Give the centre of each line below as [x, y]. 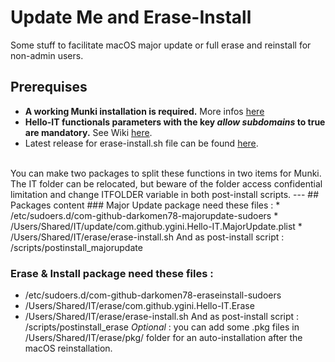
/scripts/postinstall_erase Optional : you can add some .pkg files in [162, 327]
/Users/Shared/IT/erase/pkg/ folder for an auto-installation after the [163, 338]
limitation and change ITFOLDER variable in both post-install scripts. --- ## [165, 194]
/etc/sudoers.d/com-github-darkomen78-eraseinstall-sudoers [153, 295]
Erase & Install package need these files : [112, 273]
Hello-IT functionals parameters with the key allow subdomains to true [175, 122]
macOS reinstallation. [68, 348]
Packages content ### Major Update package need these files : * [145, 205]
